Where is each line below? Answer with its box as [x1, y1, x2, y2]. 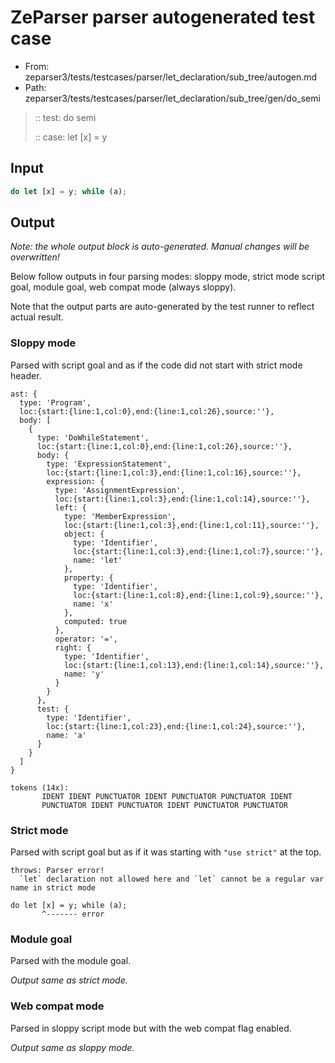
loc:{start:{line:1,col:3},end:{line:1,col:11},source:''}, [63, 520, 320, 530]
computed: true [63, 616, 128, 626]
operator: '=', [54, 634, 118, 644]
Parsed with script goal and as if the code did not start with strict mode [10, 359, 303, 371]
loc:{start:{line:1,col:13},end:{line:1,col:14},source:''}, [63, 660, 325, 670]
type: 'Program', [19, 397, 92, 408]
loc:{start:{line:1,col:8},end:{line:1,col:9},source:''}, [73, 590, 325, 600]
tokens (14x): [10, 782, 70, 793]
